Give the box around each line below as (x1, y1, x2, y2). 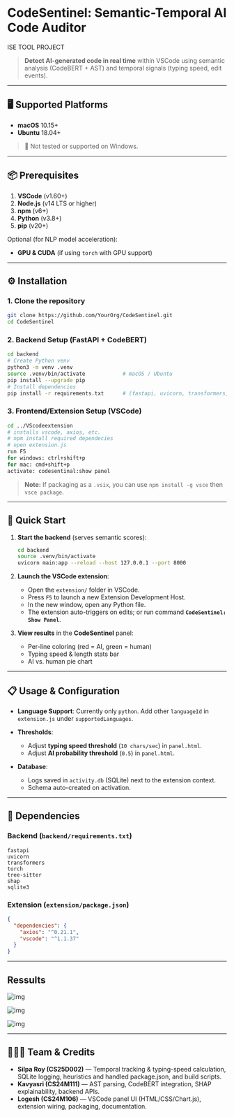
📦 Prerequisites (7, 170, 79, 182)
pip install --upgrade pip (7, 377, 86, 384)
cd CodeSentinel (7, 319, 54, 326)
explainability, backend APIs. (17, 1087, 100, 1095)
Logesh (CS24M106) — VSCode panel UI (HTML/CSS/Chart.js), (17, 1095, 202, 1103)
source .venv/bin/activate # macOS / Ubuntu (7, 370, 173, 377)
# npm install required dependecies (7, 435, 114, 442)
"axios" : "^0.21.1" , (19, 928, 79, 935)
